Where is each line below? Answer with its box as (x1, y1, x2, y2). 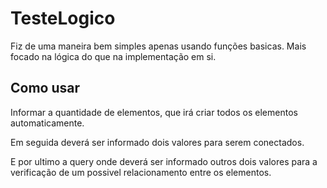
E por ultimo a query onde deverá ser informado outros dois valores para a (10, 155, 318, 167)
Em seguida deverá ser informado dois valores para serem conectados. (10, 136, 305, 148)
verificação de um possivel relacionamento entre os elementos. (10, 166, 272, 178)
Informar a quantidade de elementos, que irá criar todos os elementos (10, 106, 298, 118)
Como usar (10, 80, 81, 97)
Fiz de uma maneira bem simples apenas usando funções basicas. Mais (10, 40, 307, 52)
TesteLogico (10, 7, 116, 30)
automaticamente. (10, 117, 85, 129)
